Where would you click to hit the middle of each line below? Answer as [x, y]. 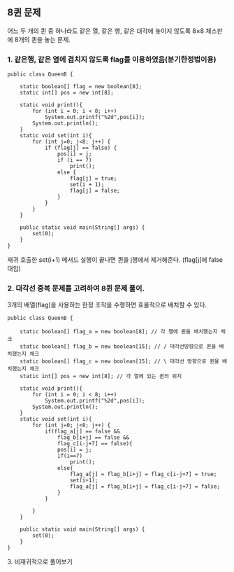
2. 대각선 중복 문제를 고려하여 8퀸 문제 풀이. [76, 288]
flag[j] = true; [93, 179]
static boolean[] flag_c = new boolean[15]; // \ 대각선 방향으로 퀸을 [120, 362]
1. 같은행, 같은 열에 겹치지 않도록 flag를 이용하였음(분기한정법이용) [112, 60]
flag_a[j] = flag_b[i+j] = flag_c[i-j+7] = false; [145, 487]
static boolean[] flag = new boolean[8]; [81, 87]
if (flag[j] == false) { [81, 148]
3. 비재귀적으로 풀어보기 [40, 561]
